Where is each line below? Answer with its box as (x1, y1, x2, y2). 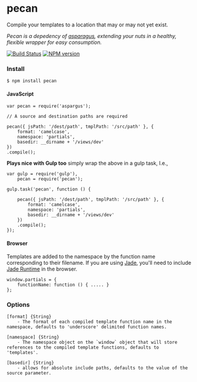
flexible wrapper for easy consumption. (6, 39, 102, 46)
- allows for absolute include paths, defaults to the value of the (17, 365, 188, 371)
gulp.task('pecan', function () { (6, 186, 91, 192)
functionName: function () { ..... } (17, 282, 110, 288)
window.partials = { (6, 277, 57, 282)
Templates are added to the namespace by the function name (6, 253, 156, 260)
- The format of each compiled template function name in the (17, 319, 172, 325)
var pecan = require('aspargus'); (6, 103, 91, 110)
